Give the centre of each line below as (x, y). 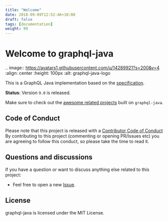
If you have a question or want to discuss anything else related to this (77, 169)
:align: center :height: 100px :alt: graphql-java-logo (58, 73)
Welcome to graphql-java (59, 54)
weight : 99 (17, 29)
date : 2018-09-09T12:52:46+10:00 (40, 15)
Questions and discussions (49, 157)
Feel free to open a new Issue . (44, 185)
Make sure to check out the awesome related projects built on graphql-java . (84, 103)
